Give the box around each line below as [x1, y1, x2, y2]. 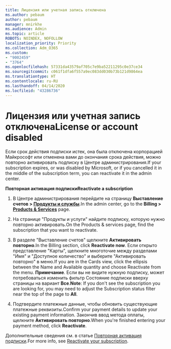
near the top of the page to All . [12, 291, 78, 297]
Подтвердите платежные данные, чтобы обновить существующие [12, 301, 158, 307]
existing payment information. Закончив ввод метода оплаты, [12, 312, 145, 318]
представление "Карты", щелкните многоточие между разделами [12, 248, 157, 254]
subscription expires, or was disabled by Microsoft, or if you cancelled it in [5, 165, 162, 171]
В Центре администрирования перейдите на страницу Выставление [12, 195, 163, 202]
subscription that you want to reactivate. [12, 227, 98, 233]
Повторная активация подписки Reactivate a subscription [5, 186, 133, 192]
